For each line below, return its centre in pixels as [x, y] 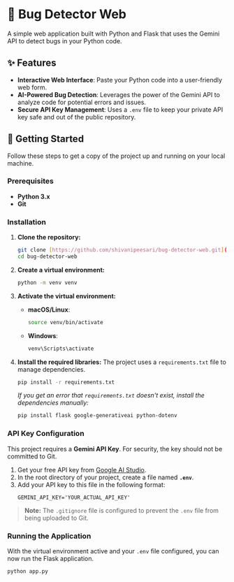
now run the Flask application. [51, 558]
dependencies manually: [53, 403]
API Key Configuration [46, 434]
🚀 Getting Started [46, 139]
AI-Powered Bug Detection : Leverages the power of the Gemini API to [118, 94]
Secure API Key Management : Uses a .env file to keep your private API [120, 109]
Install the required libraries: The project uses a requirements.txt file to [122, 362]
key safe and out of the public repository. [76, 117]
